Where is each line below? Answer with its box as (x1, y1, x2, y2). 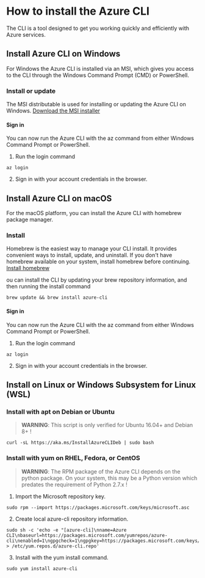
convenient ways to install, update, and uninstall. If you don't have (6, 252, 173, 259)
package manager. (6, 216, 54, 224)
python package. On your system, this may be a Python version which (21, 474, 198, 481)
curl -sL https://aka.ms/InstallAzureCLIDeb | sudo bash (6, 440, 154, 446)
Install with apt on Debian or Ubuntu (6, 408, 115, 416)
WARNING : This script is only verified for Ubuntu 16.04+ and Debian (21, 422, 193, 429)
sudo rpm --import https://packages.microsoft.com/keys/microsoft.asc (6, 504, 190, 511)
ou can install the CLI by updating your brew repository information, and (6, 276, 187, 284)
